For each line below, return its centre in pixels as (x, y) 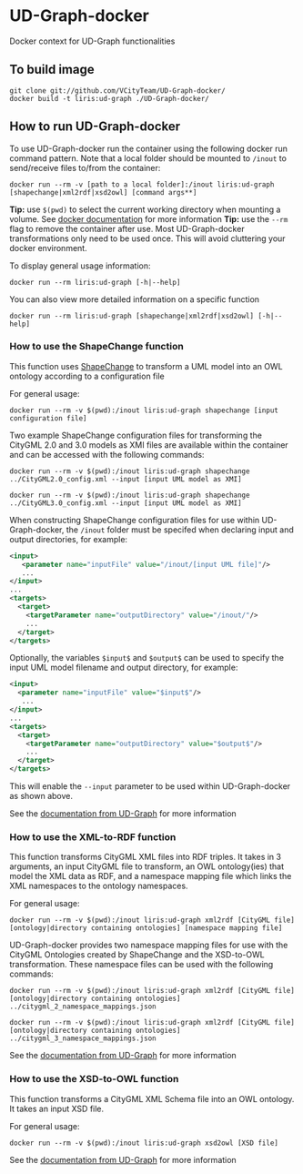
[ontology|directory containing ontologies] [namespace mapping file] (146, 928)
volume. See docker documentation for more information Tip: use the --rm (149, 218)
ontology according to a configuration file (87, 376)
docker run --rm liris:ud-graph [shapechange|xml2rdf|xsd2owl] (132, 316)
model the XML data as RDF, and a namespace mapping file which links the (151, 876)
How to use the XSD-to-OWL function (94, 1079)
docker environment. (49, 248)
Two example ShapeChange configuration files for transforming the (136, 435)
